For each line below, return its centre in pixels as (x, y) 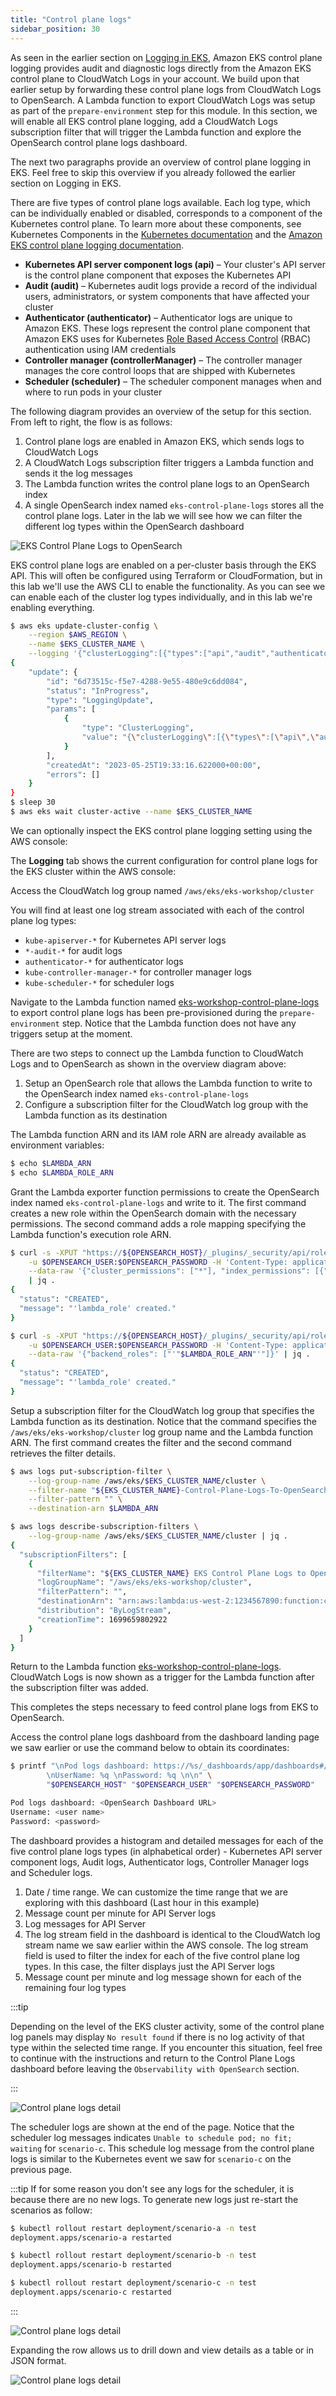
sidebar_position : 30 (55, 29)
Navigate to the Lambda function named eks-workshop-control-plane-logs (165, 1002)
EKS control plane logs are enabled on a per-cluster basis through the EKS (163, 565)
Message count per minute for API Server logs (120, 1913)
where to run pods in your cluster (93, 392)
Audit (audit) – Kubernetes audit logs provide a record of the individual (171, 285)
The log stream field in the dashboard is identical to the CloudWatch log (172, 1934)
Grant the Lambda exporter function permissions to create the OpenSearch (165, 1192)
